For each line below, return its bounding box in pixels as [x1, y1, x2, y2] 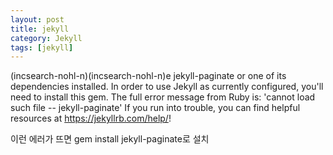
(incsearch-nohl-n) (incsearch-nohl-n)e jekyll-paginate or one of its [10, 70, 287, 82]
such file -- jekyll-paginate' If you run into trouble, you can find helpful [10, 102, 301, 114]
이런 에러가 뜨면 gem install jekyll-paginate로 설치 [10, 133, 210, 145]
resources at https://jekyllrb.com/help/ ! [10, 112, 172, 125]
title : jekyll [10, 24, 70, 34]
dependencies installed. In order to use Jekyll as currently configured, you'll [10, 81, 324, 93]
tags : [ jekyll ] [10, 42, 74, 53]
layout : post [10, 14, 65, 25]
